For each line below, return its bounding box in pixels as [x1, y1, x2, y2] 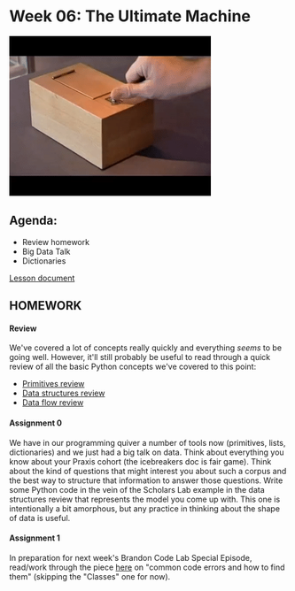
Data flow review [21, 397, 84, 408]
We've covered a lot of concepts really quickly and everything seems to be [9, 342, 282, 353]
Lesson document [9, 272, 75, 283]
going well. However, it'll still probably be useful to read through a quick [9, 352, 271, 363]
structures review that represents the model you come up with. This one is [9, 494, 281, 504]
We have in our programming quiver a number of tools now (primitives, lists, [9, 437, 286, 448]
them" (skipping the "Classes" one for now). [9, 571, 171, 581]
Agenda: [9, 213, 58, 228]
